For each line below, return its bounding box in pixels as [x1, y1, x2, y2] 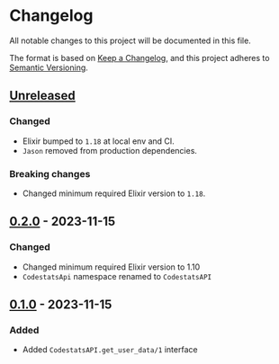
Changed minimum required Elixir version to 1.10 [22, 262, 201, 272]
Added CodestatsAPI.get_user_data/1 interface [22, 344, 198, 355]
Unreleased [9, 88, 76, 103]
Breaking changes [9, 167, 91, 180]
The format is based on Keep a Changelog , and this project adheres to [9, 52, 270, 63]
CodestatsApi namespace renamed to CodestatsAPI [22, 271, 212, 281]
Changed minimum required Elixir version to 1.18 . [22, 188, 206, 199]
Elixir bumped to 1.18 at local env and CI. [22, 136, 175, 146]
